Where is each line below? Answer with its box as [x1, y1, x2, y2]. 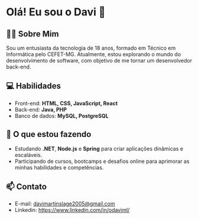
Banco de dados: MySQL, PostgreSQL [14, 112, 109, 119]
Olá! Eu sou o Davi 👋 [6, 5, 106, 19]
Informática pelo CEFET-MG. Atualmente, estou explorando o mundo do [6, 51, 181, 58]
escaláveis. [14, 151, 43, 158]
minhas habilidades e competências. [14, 164, 104, 171]
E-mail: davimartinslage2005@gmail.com [14, 200, 115, 207]
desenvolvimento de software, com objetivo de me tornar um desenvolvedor [6, 57, 192, 64]
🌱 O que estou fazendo [6, 129, 92, 139]
